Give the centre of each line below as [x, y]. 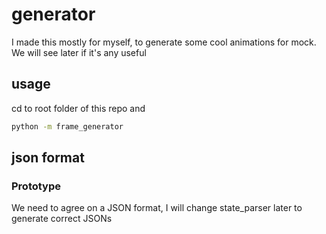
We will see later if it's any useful [79, 52]
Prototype [36, 186]
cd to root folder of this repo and [78, 108]
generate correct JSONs [62, 219]
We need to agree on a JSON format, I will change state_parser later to [157, 208]
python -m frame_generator [67, 126]
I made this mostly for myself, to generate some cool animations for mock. [164, 42]
